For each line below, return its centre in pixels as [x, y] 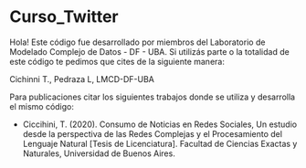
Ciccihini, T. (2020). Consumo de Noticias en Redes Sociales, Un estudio [160, 124]
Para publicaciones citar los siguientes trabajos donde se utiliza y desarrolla [152, 97]
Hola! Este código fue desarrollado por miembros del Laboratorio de [137, 42]
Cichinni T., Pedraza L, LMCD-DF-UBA [82, 79]
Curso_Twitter [64, 17]
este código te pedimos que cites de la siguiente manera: [117, 61]
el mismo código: [42, 106]
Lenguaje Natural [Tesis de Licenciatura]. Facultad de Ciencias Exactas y [160, 143]
